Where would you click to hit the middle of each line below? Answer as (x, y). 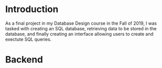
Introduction (32, 9)
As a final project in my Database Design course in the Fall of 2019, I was (81, 23)
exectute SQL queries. (28, 39)
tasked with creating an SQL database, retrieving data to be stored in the (81, 28)
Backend (24, 60)
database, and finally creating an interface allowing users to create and (79, 34)
